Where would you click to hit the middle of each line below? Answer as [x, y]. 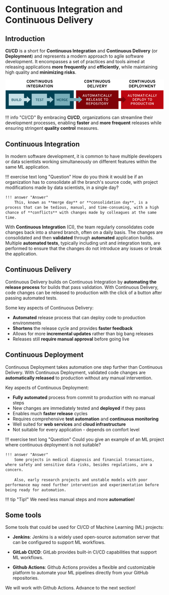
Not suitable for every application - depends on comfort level [76, 429]
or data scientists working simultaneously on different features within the [81, 161]
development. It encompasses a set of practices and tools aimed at [75, 61]
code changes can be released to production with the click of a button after [84, 292]
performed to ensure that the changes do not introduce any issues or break [83, 248]
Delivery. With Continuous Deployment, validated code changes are [75, 372]
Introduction [25, 39]
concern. [14, 470]
